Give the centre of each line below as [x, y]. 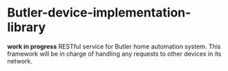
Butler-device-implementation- [99, 13]
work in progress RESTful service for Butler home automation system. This [114, 46]
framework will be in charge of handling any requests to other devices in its [114, 54]
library [27, 27]
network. [20, 61]
